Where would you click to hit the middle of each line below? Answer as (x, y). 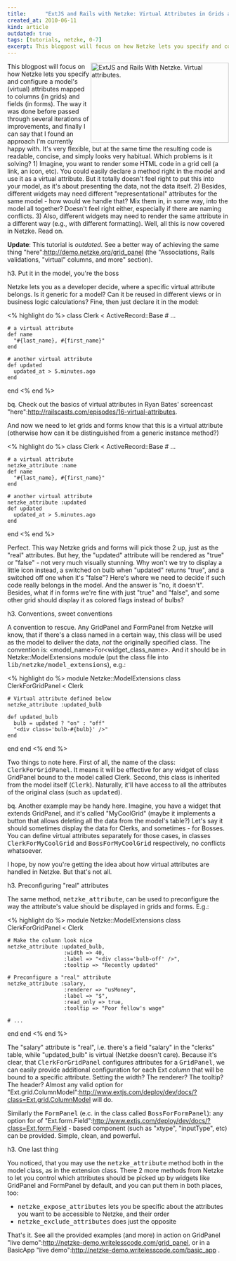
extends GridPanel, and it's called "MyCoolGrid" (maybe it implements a (111, 813)
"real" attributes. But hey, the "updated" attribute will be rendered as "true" (116, 555)
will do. (103, 1100)
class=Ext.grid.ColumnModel (49, 1100)
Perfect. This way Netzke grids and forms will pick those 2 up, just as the (113, 547)
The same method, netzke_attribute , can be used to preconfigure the (113, 899)
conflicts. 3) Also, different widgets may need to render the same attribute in (118, 216)
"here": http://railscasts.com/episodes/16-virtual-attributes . (92, 412)
